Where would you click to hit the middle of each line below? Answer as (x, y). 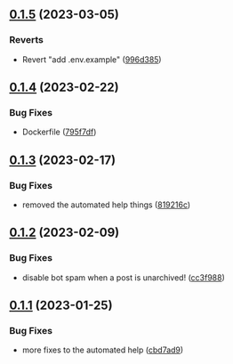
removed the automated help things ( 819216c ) (106, 205)
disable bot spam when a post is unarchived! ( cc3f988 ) (123, 277)
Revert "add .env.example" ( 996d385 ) (92, 59)
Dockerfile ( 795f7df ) (59, 132)
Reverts (27, 40)
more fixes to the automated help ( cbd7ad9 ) (103, 350)
